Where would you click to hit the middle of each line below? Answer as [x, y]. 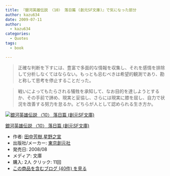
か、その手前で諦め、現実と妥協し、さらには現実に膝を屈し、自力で [89, 97]
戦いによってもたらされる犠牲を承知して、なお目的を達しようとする [89, 91]
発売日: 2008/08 [30, 149]
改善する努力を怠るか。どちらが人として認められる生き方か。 [91, 104]
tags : [11, 43]
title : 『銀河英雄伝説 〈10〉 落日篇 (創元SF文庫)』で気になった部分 [71, 10]
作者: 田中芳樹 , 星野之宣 [37, 136]
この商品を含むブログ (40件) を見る [50, 168]
